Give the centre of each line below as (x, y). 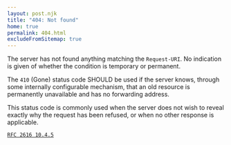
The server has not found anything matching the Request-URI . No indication (114, 59)
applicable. (23, 122)
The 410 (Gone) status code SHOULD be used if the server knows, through (113, 79)
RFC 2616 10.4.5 (30, 135)
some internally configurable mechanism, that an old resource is (99, 87)
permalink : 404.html (37, 33)
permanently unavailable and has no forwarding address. (88, 95)
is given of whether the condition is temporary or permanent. (94, 66)
